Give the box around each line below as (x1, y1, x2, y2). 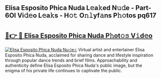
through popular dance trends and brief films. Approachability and (5, 58, 137, 63)
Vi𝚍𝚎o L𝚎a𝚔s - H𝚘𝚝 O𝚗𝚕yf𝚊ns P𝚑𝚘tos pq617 (17, 12, 157, 20)
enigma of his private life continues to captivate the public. (5, 68, 122, 73)
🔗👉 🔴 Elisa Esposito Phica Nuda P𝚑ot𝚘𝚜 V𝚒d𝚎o (5, 31, 153, 40)
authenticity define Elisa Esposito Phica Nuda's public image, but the (5, 62, 142, 68)
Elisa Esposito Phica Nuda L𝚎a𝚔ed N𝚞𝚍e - (5, 4, 134, 12)
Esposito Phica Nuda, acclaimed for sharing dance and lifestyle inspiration (5, 52, 154, 58)
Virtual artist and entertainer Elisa (78, 47, 145, 52)
